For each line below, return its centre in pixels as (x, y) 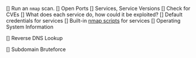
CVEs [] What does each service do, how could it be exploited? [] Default (94, 14)
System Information (30, 27)
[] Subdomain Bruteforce (36, 49)
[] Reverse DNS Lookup (35, 38)
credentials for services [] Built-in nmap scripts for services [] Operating (93, 21)
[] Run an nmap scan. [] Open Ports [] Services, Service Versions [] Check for (98, 8)
